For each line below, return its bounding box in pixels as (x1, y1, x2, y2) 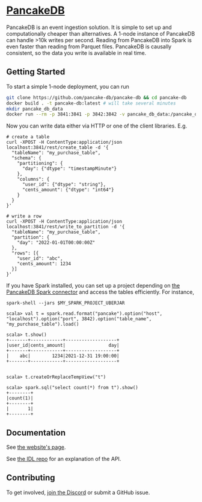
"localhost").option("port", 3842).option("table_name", (6, 316, 152, 322)
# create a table (6, 134, 50, 140)
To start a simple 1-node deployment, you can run (6, 83, 129, 90)
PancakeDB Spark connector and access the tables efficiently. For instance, (6, 288, 194, 296)
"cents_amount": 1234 (17, 261, 71, 267)
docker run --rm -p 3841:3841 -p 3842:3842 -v (6, 111, 125, 118)
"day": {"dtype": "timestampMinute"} (22, 166, 117, 172)
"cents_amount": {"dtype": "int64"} (22, 187, 114, 193)
